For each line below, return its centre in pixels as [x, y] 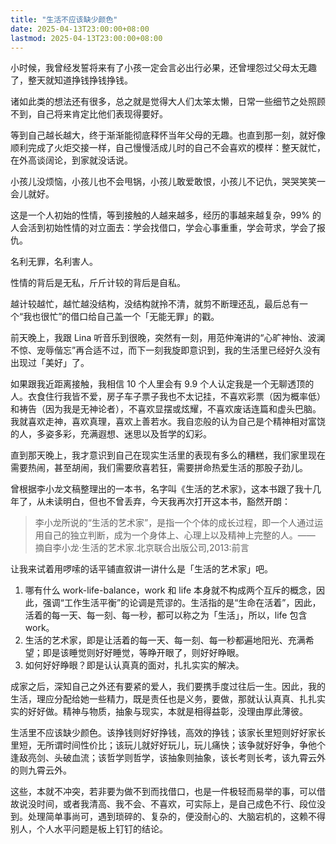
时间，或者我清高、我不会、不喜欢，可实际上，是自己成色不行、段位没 [181, 804]
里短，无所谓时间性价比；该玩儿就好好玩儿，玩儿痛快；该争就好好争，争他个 [168, 745]
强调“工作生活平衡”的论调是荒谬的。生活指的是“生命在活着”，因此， [182, 603]
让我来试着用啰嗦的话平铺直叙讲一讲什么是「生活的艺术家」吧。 [141, 569]
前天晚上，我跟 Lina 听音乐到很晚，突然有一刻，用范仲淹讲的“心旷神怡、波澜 [168, 338]
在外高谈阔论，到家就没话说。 [71, 160]
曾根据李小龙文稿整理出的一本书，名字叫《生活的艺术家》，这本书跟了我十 [161, 489]
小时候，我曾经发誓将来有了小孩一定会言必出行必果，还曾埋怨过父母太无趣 [163, 68]
